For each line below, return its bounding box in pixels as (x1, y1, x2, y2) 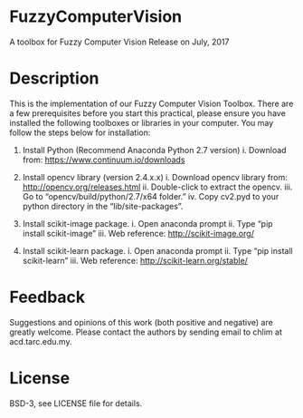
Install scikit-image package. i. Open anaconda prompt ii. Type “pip (22, 218, 273, 228)
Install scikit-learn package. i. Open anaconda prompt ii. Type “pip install (22, 245, 293, 256)
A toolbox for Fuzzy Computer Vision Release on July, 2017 (9, 36, 230, 47)
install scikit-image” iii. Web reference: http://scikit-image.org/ (22, 228, 255, 238)
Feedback (9, 287, 86, 307)
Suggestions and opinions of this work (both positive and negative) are (9, 316, 273, 327)
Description (9, 68, 99, 89)
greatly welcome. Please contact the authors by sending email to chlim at (9, 326, 282, 337)
